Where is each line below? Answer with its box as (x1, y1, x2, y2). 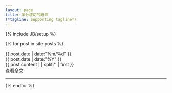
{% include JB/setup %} (5, 31, 56, 37)
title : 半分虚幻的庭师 (5, 12, 49, 17)
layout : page (5, 7, 33, 13)
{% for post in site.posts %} (5, 41, 64, 47)
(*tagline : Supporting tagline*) (5, 17, 77, 22)
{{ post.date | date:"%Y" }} (5, 56, 62, 62)
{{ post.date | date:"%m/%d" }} (5, 51, 72, 57)
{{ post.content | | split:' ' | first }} (5, 62, 74, 68)
